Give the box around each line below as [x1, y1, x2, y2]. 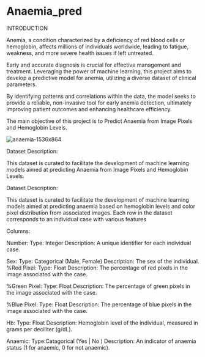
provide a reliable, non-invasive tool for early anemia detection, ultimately [6, 99, 192, 106]
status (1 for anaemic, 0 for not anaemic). [6, 344, 110, 351]
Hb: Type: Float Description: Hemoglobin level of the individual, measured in [6, 319, 198, 326]
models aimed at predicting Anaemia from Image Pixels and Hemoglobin [6, 166, 188, 173]
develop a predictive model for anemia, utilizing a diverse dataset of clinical [6, 74, 197, 81]
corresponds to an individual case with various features [6, 215, 147, 223]
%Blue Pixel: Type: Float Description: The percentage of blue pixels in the [6, 301, 192, 308]
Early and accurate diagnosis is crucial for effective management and [6, 61, 182, 68]
